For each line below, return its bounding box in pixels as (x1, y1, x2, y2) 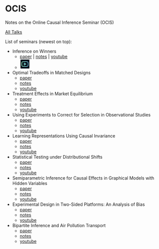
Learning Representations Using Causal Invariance (12, 132, 116, 139)
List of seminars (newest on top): (5, 38, 73, 45)
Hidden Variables (12, 180, 48, 186)
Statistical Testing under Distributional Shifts (12, 154, 103, 160)
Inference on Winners (12, 48, 57, 54)
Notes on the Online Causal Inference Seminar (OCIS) (5, 19, 115, 25)
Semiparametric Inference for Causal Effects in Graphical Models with (12, 175, 155, 181)
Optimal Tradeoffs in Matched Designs (12, 69, 91, 75)
